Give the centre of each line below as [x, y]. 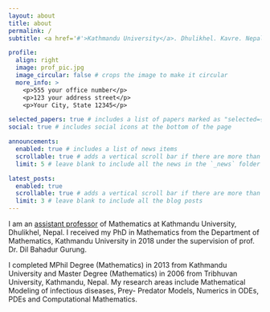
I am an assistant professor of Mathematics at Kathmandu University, [123, 224]
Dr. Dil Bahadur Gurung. [47, 249]
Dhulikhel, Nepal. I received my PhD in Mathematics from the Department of [134, 232]
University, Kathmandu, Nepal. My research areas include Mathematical [127, 282]
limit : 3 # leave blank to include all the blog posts [109, 201]
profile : [23, 53]
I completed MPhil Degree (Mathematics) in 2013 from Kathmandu [118, 265]
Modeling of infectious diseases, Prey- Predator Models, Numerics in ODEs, [134, 291]
